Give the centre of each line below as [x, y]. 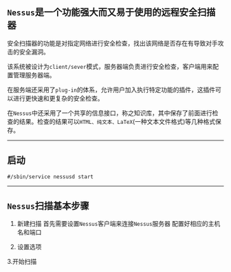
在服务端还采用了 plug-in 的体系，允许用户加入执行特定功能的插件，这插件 [111, 90]
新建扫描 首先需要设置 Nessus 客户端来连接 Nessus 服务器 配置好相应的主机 [119, 224]
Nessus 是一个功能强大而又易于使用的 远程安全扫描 [111, 12]
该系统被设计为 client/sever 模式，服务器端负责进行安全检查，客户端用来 [110, 66]
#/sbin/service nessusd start [51, 177]
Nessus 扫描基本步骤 [48, 206]
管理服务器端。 [34, 75]
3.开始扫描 [22, 262]
